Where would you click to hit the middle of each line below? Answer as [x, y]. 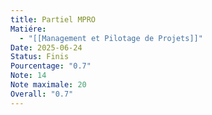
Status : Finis [40, 57]
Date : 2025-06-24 [46, 47]
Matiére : [28, 29]
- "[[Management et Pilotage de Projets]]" [111, 38]
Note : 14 [28, 76]
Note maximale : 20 [48, 85]
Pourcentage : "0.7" [51, 66]
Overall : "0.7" [42, 94]
